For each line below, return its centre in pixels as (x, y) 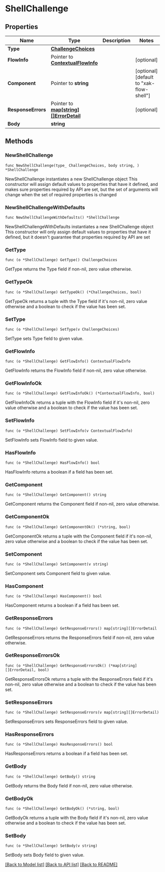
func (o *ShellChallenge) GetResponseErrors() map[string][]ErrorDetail (81, 628)
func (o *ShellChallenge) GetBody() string (50, 777)
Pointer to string (70, 83)
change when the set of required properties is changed (61, 194)
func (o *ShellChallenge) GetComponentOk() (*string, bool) (68, 527)
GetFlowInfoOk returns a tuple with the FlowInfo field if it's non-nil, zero (77, 403)
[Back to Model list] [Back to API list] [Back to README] (61, 865)
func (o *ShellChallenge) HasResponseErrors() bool (59, 745)
